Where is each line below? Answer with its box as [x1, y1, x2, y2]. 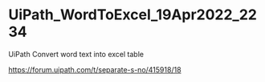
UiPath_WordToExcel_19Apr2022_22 [8, 6, 257, 24]
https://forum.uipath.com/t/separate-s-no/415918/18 [8, 64, 182, 74]
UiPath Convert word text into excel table [8, 49, 145, 59]
